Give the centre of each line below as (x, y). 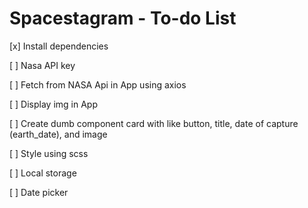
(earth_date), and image (58, 134)
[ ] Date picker (39, 192)
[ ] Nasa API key (42, 65)
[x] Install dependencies (59, 46)
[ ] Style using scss (49, 153)
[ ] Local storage (43, 173)
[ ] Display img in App (53, 104)
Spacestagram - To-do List (123, 18)
